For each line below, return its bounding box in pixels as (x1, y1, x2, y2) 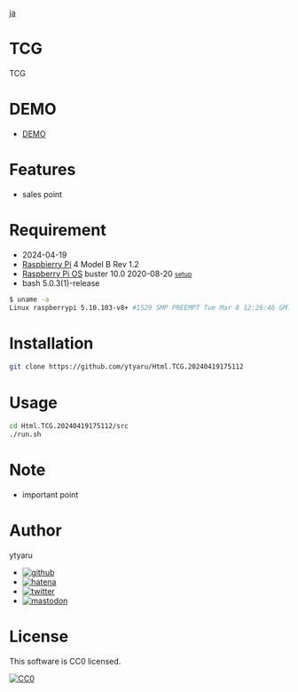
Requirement (9, 220, 106, 240)
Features (9, 160, 76, 180)
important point (21, 489, 79, 500)
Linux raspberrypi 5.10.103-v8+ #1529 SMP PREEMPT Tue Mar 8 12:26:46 (9, 303, 276, 312)
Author (9, 521, 62, 541)
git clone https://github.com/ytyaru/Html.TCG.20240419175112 (9, 362, 244, 371)
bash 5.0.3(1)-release (21, 277, 100, 288)
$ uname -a (9, 295, 50, 304)
